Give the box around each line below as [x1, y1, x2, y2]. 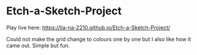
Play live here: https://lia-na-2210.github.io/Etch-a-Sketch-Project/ [6, 24, 171, 31]
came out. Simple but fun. [6, 42, 70, 49]
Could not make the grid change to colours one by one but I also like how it [6, 35, 192, 42]
